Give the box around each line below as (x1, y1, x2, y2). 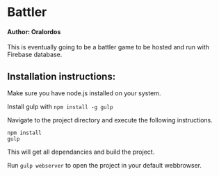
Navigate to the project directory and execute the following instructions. (7, 116, 213, 125)
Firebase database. (7, 50, 63, 59)
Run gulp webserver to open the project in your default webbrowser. (7, 161, 202, 170)
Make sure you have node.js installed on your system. (7, 89, 161, 97)
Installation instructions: (7, 70, 116, 82)
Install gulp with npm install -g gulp (7, 102, 113, 111)
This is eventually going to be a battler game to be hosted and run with (7, 43, 210, 51)
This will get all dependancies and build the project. (7, 147, 155, 157)
